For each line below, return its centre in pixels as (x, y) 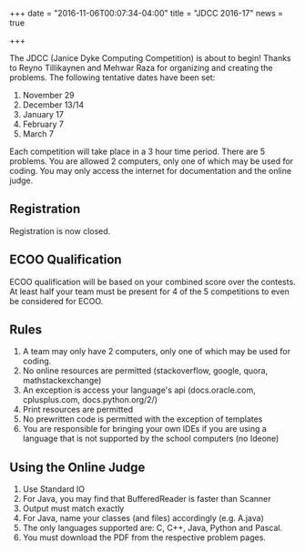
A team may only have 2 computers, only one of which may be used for (157, 352)
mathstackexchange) (62, 381)
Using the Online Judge (77, 467)
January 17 (43, 114)
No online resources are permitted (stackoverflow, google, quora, (145, 371)
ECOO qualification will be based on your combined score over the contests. (152, 281)
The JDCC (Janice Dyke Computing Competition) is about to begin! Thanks (150, 58)
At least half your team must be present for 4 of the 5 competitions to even (149, 291)
